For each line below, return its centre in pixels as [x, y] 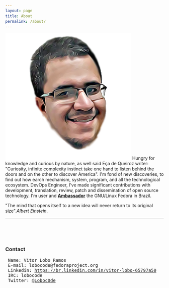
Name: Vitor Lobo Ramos [37, 260]
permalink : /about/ [26, 21]
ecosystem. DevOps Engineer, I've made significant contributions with [78, 185]
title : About [19, 16]
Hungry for [143, 158]
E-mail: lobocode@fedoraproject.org [53, 265]
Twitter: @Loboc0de [32, 280]
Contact [15, 249]
